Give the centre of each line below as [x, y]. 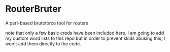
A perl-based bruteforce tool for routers [47, 23]
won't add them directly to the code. [43, 43]
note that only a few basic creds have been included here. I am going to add [85, 33]
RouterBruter [33, 9]
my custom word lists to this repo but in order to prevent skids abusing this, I [85, 38]
